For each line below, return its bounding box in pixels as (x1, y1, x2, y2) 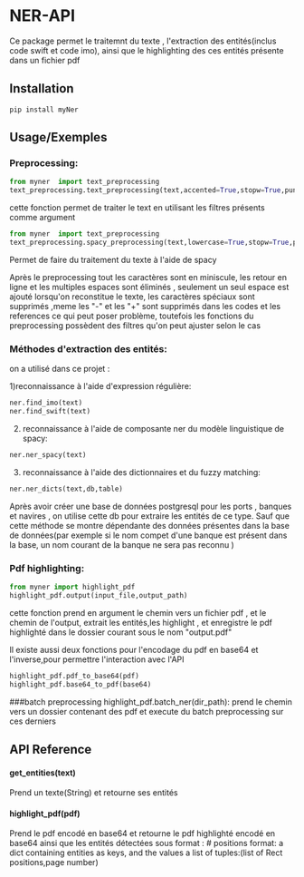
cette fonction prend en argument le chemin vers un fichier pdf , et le (9, 607, 267, 618)
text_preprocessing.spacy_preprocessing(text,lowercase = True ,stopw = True (9, 238, 290, 248)
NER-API (9, 5, 75, 26)
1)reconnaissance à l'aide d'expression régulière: (9, 381, 192, 392)
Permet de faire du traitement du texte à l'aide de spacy (9, 254, 217, 265)
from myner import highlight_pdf (9, 582, 136, 592)
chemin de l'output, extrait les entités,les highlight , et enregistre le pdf (9, 617, 273, 628)
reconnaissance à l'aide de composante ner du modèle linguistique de (22, 423, 285, 434)
